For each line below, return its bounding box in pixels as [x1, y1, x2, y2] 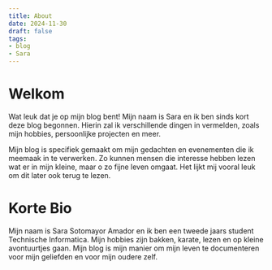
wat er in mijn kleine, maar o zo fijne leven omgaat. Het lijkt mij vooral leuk [8, 162, 256, 172]
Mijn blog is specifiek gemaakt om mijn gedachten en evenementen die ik [8, 144, 254, 155]
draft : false [8, 27, 53, 35]
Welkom [8, 85, 65, 103]
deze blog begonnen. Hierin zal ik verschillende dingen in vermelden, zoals [8, 120, 260, 130]
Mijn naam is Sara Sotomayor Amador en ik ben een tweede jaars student [8, 225, 254, 236]
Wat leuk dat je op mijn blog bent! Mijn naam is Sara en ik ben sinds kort [8, 111, 249, 121]
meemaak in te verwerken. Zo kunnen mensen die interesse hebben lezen [8, 153, 256, 163]
